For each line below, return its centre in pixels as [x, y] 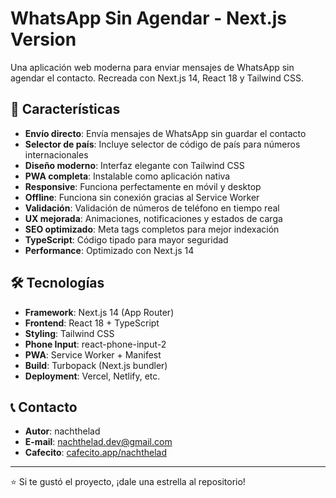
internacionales [56, 154]
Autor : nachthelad [62, 431]
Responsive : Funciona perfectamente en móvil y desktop [143, 186]
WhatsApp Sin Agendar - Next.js [148, 18]
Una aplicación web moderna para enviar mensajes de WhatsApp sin [152, 67]
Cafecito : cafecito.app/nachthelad [95, 453]
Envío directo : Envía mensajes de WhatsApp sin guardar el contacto [165, 133]
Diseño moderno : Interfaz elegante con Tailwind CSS [134, 165]
